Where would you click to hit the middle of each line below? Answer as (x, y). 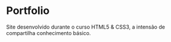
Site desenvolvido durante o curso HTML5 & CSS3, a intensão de (85, 27)
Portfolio (28, 11)
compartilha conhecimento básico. (48, 33)
